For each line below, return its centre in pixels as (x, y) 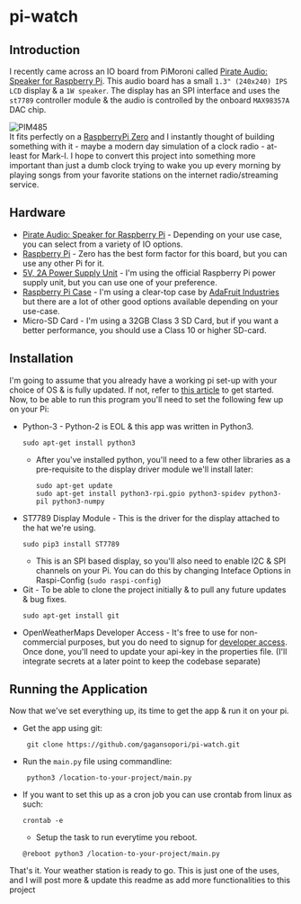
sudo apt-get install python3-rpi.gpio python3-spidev (140, 493)
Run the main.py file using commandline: (97, 762)
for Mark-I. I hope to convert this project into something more (142, 156)
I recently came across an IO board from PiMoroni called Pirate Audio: (138, 71)
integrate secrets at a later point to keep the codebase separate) (142, 661)
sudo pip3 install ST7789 (71, 544)
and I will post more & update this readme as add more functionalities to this (150, 881)
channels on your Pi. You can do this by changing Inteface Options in (164, 570)
